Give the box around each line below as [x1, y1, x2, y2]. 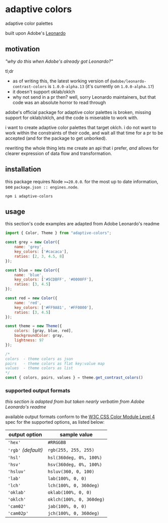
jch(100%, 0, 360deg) [47, 510, 100, 516]
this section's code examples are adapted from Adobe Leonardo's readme [5, 221, 160, 227]
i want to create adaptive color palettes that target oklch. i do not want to [5, 124, 156, 130]
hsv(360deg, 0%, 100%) [47, 462, 102, 468]
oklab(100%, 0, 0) [47, 490, 92, 496]
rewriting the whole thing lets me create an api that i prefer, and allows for [5, 145, 159, 151]
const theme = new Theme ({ [5, 324, 62, 329]
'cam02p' [8, 510, 29, 516]
